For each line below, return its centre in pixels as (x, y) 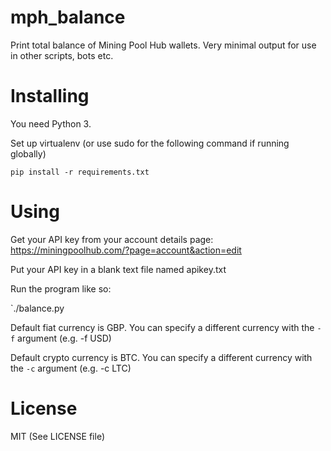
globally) (28, 153)
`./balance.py (37, 308)
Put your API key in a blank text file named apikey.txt (118, 269)
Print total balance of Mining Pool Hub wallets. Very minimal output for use (163, 45)
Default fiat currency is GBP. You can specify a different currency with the (162, 327)
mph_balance (68, 17)
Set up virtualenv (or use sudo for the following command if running (150, 143)
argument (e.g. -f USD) (64, 338)
